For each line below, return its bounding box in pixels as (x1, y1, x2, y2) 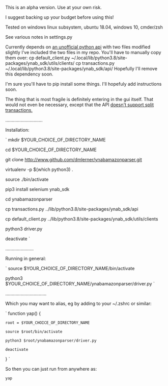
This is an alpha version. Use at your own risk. (5, 5, 102, 10)
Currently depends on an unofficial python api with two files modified (5, 44, 151, 50)
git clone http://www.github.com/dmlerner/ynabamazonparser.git (5, 157, 143, 162)
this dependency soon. (5, 71, 53, 77)
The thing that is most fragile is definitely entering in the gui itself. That (5, 96, 154, 102)
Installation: (5, 127, 30, 133)
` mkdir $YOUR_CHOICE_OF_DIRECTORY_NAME (5, 137, 106, 142)
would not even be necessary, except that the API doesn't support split (5, 102, 154, 108)
